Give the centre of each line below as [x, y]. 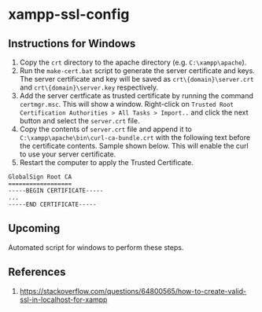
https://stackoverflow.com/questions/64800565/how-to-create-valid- [133, 291]
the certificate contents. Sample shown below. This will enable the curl [134, 146]
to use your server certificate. [68, 154]
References [37, 272]
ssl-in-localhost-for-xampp [63, 299]
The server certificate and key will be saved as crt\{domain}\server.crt [137, 79]
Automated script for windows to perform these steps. [96, 247]
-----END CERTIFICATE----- [52, 204]
